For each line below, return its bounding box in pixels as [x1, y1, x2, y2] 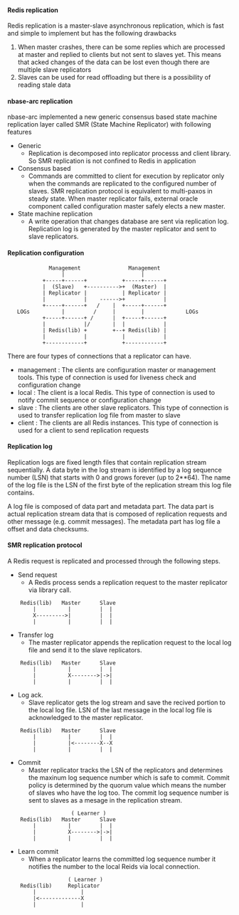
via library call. [28, 586, 72, 594]
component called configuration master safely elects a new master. [28, 202, 225, 211]
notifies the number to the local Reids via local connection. [28, 862, 201, 871]
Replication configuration [7, 249, 85, 257]
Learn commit [17, 847, 59, 856]
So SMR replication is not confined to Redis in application [28, 157, 196, 165]
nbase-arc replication [7, 97, 73, 105]
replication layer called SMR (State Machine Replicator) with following [7, 120, 211, 129]
